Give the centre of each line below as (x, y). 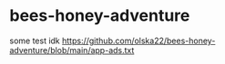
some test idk (35, 41)
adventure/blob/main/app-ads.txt (72, 50)
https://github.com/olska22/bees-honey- (139, 41)
